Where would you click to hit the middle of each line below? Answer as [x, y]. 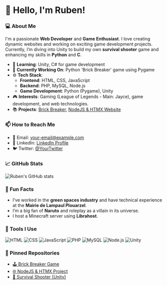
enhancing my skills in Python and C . [43, 55]
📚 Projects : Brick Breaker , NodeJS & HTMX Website [67, 109]
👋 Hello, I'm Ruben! [45, 10]
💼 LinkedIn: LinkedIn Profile [40, 142]
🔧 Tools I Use [21, 229]
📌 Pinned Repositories [32, 253]
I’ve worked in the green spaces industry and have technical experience [87, 200]
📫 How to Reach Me [30, 124]
